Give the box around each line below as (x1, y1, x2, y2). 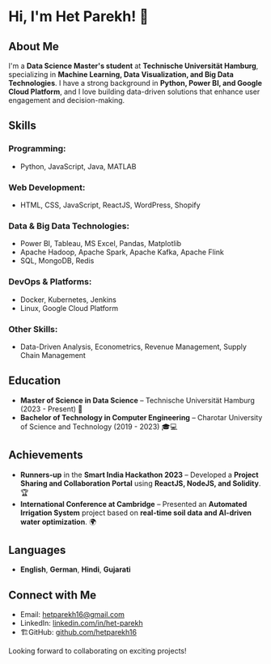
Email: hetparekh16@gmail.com (19, 610, 125, 619)
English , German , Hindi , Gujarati (19, 564, 131, 574)
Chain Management (19, 350, 87, 360)
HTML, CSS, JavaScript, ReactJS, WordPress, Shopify (19, 200, 201, 210)
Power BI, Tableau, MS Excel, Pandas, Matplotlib (19, 239, 182, 249)
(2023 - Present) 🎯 (19, 404, 83, 414)
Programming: (8, 143, 66, 155)
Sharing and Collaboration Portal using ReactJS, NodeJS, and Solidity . (19, 478, 261, 488)
